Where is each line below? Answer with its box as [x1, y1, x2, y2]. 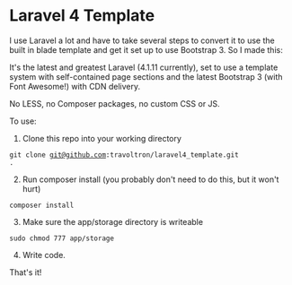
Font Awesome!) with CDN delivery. [9, 81, 141, 91]
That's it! [9, 266, 42, 278]
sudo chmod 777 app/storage [9, 234, 115, 243]
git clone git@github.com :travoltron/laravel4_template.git [9, 150, 240, 160]
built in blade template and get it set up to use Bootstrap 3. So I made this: [9, 44, 283, 55]
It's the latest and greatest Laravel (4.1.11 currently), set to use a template [9, 62, 279, 73]
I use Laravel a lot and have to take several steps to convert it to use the [9, 35, 276, 46]
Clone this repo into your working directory [22, 133, 182, 143]
